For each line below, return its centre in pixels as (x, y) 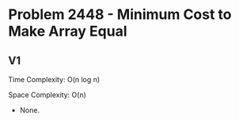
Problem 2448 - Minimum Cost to (120, 15)
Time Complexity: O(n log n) (54, 79)
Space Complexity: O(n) (47, 95)
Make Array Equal (68, 31)
